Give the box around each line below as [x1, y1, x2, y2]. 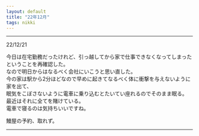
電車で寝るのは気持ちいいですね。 [6, 105, 89, 112]
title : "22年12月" [6, 14, 50, 20]
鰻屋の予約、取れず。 [6, 117, 58, 124]
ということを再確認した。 [6, 61, 69, 68]
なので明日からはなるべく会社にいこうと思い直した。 [6, 68, 136, 75]
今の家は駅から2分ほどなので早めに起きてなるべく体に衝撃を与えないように [6, 75, 191, 82]
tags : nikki [6, 19, 36, 25]
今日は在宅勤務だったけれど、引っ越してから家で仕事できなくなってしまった [6, 54, 192, 61]
